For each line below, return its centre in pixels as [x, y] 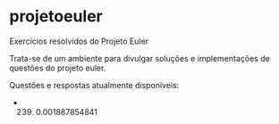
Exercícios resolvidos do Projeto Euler [79, 41]
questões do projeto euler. [58, 68]
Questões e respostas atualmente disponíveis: [94, 85]
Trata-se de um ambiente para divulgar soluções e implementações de [139, 58]
